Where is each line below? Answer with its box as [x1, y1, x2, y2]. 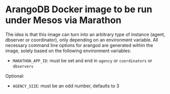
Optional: [5, 73, 24, 79]
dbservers [12, 64, 34, 69]
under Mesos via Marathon [5, 14, 122, 26]
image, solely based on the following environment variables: [5, 48, 131, 54]
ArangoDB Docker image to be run [5, 4, 153, 15]
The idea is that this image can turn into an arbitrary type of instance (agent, [5, 31, 165, 37]
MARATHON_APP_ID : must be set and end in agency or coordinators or [12, 57, 153, 63]
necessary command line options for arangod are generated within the [5, 42, 154, 48]
